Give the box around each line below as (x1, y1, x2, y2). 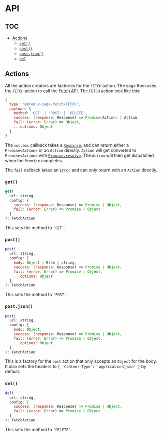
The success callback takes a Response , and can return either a (5, 142, 129, 148)
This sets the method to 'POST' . (5, 292, 68, 298)
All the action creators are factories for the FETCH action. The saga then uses (5, 83, 157, 88)
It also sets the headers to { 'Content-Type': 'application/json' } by (5, 364, 147, 369)
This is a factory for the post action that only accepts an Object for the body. (5, 358, 157, 364)
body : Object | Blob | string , (14, 260, 77, 265)
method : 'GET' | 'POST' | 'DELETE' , (14, 111, 88, 116)
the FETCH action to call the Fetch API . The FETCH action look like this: (5, 88, 141, 94)
